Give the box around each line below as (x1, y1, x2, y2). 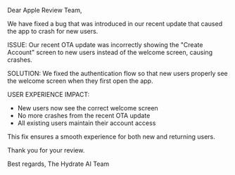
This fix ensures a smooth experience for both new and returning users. (7, 133, 216, 141)
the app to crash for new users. (7, 27, 99, 35)
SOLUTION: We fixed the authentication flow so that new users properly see (7, 70, 229, 77)
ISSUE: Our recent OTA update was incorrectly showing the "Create (7, 41, 203, 48)
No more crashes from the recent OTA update (17, 112, 151, 119)
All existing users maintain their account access (17, 119, 156, 127)
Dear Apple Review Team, (7, 6, 82, 14)
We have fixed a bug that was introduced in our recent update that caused (7, 20, 223, 27)
